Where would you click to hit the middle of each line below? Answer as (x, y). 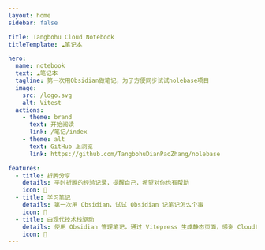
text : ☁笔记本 (37, 73)
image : (26, 88)
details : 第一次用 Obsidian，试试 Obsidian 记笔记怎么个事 (113, 205)
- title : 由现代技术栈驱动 (55, 219)
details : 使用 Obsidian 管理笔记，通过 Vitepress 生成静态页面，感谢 (128, 227)
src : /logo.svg (47, 95)
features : (24, 168)
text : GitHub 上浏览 (61, 147)
